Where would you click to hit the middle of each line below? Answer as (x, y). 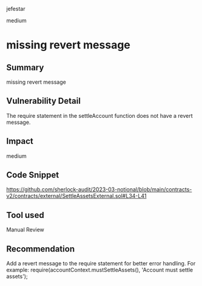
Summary (25, 67)
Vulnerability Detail (43, 101)
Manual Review (25, 230)
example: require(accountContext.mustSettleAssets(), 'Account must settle (99, 270)
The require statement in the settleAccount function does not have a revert (99, 115)
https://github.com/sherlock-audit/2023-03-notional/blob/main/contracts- (99, 189)
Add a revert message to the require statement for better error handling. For (101, 264)
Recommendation (40, 249)
